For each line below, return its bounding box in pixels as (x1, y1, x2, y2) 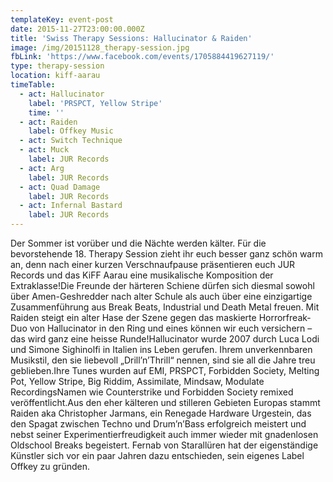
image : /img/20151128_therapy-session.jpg (10, 42, 190, 53)
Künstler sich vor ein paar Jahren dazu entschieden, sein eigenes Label (10, 450, 305, 461)
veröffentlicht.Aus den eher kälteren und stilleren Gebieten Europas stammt (10, 397, 321, 408)
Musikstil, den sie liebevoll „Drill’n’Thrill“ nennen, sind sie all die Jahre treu (10, 354, 316, 366)
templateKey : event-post (10, 14, 114, 25)
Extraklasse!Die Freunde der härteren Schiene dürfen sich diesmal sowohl (10, 280, 315, 291)
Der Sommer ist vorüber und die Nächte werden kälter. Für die (10, 237, 267, 249)
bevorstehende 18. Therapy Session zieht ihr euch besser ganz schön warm (10, 248, 323, 260)
